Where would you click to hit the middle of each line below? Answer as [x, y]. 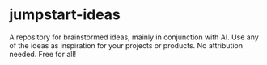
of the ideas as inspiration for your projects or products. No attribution [126, 45]
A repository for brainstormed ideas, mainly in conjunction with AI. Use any [134, 37]
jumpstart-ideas [65, 15]
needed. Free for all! [43, 54]
